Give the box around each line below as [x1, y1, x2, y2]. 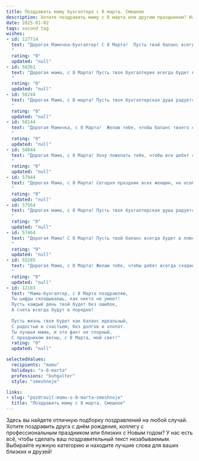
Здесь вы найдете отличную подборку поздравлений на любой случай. [6, 416, 188, 424]
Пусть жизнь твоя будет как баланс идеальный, [11, 318, 129, 324]
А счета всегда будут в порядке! [11, 307, 94, 313]
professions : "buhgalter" [11, 372, 76, 379]
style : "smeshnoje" [11, 378, 60, 384]
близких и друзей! [6, 448, 52, 455]
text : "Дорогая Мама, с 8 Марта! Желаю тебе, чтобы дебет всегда [11, 263, 176, 269]
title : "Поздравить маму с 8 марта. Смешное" [11, 400, 126, 406]
